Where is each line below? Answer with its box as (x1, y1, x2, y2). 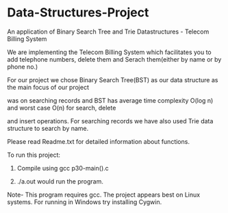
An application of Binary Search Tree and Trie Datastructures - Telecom (7, 27, 210, 36)
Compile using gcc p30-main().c (16, 164, 110, 172)
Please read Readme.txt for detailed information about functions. (7, 137, 190, 145)
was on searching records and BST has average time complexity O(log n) (7, 96, 214, 104)
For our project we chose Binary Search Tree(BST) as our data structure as (7, 75, 218, 84)
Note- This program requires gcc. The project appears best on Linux (7, 190, 201, 199)
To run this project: (7, 151, 60, 159)
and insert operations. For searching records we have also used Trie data (7, 116, 214, 125)
